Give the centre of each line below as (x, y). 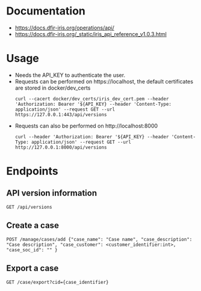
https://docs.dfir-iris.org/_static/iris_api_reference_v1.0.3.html (91, 34)
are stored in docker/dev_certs (53, 88)
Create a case (32, 226)
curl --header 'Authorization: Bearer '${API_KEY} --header (92, 136)
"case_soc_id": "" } (32, 250)
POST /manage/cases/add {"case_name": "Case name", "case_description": (99, 239)
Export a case (32, 268)
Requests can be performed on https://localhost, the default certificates (104, 81)
